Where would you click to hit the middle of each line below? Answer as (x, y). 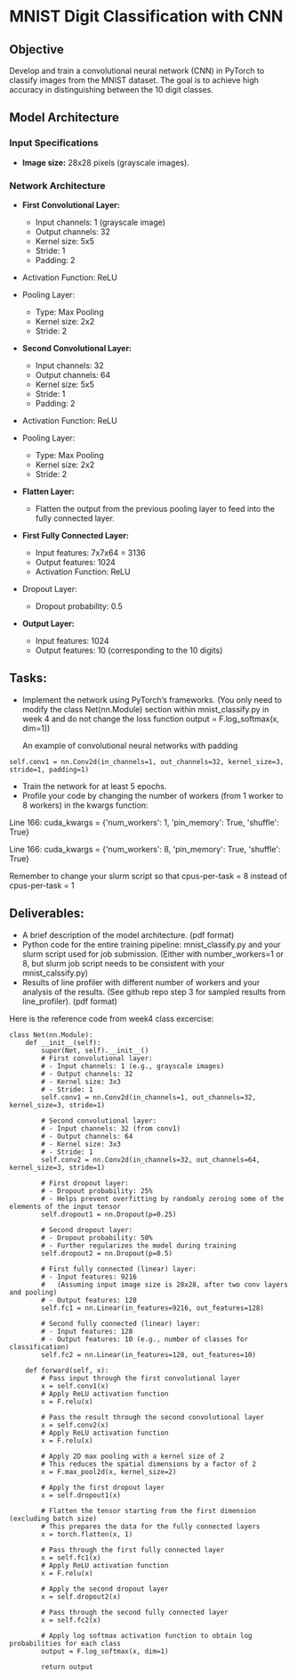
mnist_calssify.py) (55, 973)
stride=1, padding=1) (49, 770)
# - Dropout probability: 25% (97, 1191)
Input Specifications (54, 143)
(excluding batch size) (53, 1519)
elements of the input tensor (65, 1206)
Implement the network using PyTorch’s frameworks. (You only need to (152, 700)
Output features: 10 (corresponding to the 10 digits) (129, 650)
